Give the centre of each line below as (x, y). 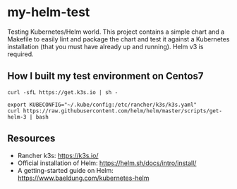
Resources (31, 139)
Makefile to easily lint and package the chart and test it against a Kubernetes (119, 39)
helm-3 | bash (28, 117)
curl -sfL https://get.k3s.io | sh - (63, 92)
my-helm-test (49, 12)
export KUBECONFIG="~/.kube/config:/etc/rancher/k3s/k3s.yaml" (102, 105)
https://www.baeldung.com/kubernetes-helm (83, 178)
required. (20, 54)
